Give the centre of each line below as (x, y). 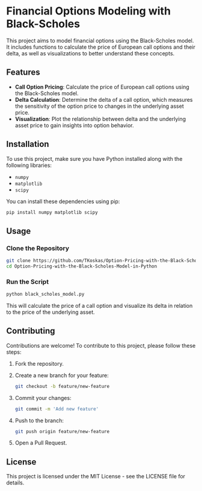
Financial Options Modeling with (89, 11)
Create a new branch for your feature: (62, 375)
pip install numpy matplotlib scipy (52, 212)
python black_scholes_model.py (45, 294)
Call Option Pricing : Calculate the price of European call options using (102, 87)
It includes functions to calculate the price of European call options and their (101, 47)
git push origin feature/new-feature (62, 431)
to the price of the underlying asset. (50, 312)
